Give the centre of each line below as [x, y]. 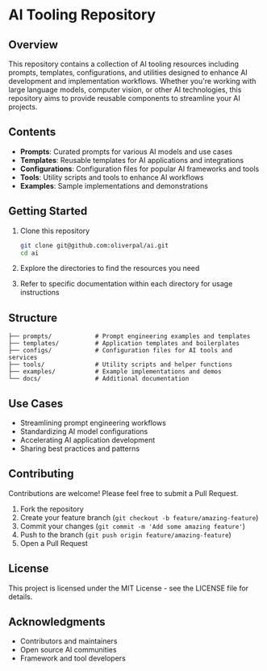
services [23, 358]
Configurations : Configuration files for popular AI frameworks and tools [140, 169]
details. [21, 596]
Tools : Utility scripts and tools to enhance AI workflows [112, 177]
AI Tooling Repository [82, 15]
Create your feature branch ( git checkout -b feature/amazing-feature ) [139, 517]
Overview [33, 45]
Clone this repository [55, 231]
